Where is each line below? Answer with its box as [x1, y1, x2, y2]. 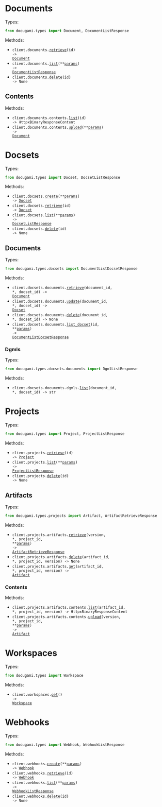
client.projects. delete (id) [12, 474, 69, 479]
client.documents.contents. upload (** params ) [12, 125, 104, 130]
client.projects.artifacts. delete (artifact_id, [12, 554, 110, 559]
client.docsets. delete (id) [12, 226, 67, 231]
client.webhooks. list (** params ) [12, 780, 78, 785]
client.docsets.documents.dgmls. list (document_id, [12, 386, 117, 391]
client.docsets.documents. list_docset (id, [12, 322, 99, 327]
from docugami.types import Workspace [5, 673, 83, 678]
